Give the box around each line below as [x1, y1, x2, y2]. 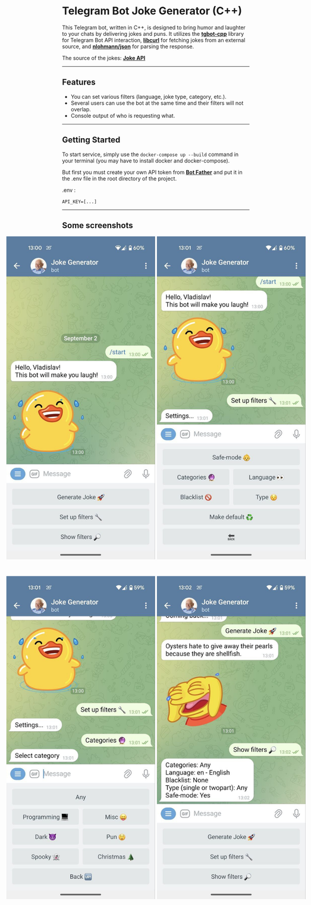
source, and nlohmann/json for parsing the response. [62, 43, 194, 50]
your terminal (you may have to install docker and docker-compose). [62, 157, 230, 164]
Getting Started [62, 135, 121, 145]
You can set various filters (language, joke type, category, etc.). [70, 93, 227, 100]
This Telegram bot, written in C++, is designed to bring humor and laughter [62, 24, 246, 31]
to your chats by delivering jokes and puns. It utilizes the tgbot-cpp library [62, 30, 244, 37]
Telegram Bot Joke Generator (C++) [62, 4, 242, 18]
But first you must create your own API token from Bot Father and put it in [62, 168, 243, 176]
